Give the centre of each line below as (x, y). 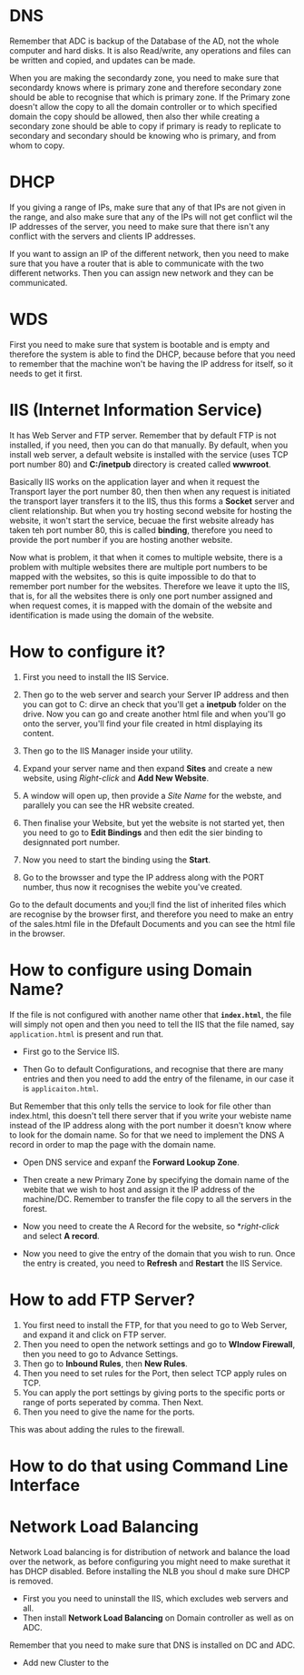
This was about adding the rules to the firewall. (97, 1429)
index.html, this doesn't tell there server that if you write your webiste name (151, 1115)
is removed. (31, 1581)
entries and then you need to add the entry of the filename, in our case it (158, 1079)
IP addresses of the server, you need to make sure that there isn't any (140, 226)
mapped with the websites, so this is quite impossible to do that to (133, 576)
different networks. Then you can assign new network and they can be (142, 272)
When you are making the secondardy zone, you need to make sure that (144, 77)
